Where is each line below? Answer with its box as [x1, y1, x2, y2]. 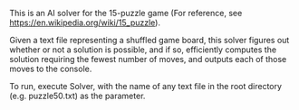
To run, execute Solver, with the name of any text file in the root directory [9, 81, 283, 91]
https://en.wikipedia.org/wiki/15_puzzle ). [9, 17, 161, 28]
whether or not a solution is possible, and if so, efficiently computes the [9, 44, 277, 55]
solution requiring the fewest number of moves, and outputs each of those [9, 54, 287, 64]
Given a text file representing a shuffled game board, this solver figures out [9, 35, 290, 45]
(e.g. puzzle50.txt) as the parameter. [9, 90, 146, 101]
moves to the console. [9, 63, 92, 74]
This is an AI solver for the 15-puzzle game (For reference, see [9, 8, 243, 18]
